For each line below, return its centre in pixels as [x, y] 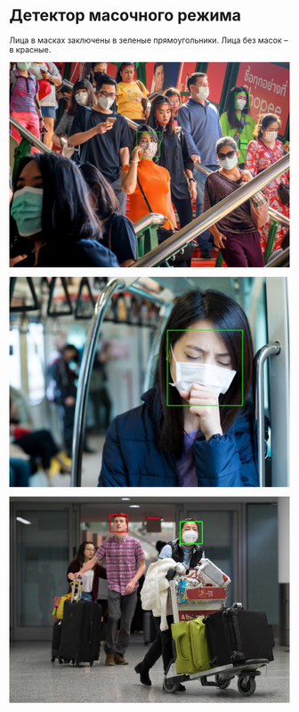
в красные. [30, 49]
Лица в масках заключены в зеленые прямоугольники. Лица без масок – [149, 40]
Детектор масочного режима [125, 16]
